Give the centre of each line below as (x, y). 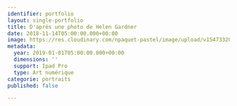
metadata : (22, 46)
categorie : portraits (39, 79)
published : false (33, 86)
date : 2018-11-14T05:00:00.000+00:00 (63, 33)
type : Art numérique (44, 72)
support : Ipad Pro (41, 66)
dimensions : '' (36, 60)
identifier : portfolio (41, 14)
